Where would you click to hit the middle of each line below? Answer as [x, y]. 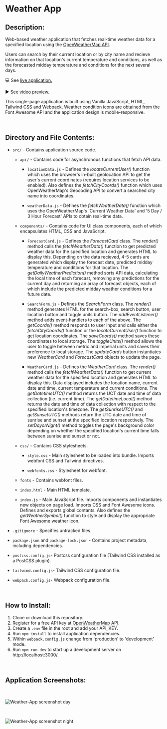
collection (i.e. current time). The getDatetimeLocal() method [90, 398]
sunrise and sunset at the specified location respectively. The [90, 420]
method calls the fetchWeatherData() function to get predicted [91, 246]
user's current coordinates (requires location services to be [88, 180]
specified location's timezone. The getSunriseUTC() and [85, 409]
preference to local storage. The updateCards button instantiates [94, 352]
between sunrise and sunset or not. [64, 436]
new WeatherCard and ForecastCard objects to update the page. [94, 357]
